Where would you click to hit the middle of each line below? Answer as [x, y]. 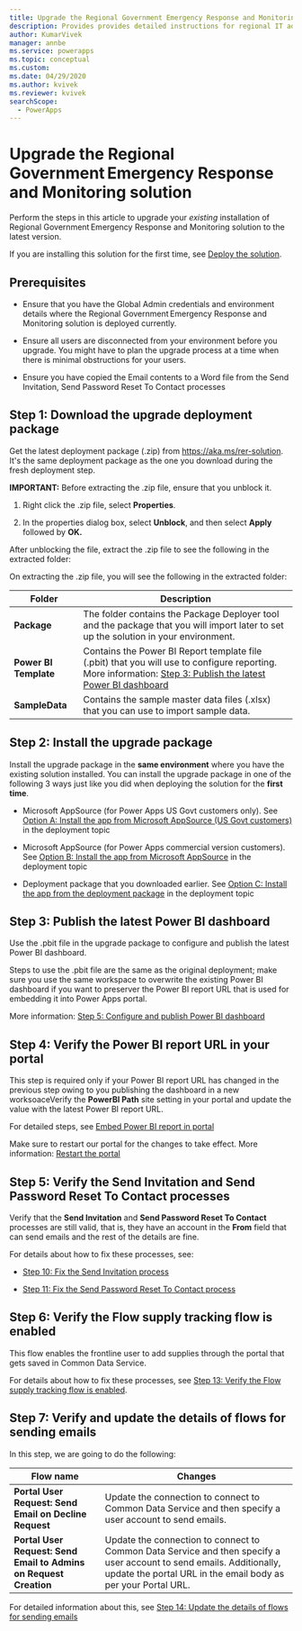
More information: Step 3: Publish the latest [174, 674]
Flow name [55, 1476]
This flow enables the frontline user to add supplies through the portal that [147, 1353]
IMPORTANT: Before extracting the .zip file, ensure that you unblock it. [141, 487]
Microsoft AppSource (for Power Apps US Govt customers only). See [150, 811]
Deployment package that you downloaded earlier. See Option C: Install [155, 883]
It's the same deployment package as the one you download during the [141, 460]
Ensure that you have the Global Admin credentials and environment [148, 304]
